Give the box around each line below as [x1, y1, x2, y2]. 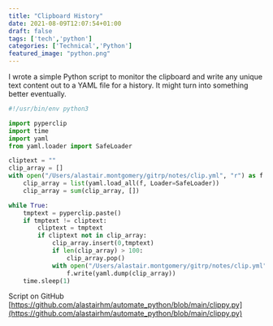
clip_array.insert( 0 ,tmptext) [51, 239, 154, 247]
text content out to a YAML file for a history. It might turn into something [8, 80, 249, 90]
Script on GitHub [8, 291, 65, 301]
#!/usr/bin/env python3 [8, 105, 89, 113]
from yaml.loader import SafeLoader [8, 142, 132, 150]
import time [8, 127, 49, 135]
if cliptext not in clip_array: [37, 232, 148, 240]
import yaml [8, 135, 49, 143]
